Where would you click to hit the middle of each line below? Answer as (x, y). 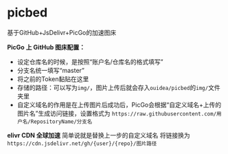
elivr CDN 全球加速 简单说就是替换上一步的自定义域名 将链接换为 (99, 135)
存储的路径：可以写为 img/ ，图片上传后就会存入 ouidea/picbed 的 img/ (113, 87)
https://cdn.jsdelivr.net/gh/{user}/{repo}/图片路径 (82, 143)
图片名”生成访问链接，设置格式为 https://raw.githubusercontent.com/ (117, 113)
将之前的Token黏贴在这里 (53, 79)
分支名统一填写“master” (50, 70)
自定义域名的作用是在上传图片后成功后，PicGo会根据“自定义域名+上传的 (119, 104)
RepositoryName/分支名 (61, 122)
